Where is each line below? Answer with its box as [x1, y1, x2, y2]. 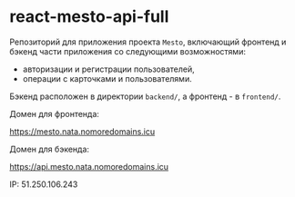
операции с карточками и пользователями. [22, 73, 193, 84]
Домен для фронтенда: [9, 108, 100, 119]
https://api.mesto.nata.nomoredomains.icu [9, 161, 169, 172]
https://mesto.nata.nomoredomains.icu [9, 125, 156, 137]
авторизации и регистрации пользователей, [22, 64, 196, 74]
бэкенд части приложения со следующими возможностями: [9, 45, 246, 56]
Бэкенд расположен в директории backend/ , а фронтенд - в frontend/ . [9, 91, 281, 102]
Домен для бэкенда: [9, 143, 89, 154]
